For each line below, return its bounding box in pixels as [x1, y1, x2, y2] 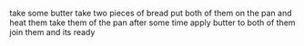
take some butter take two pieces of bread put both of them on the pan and [9, 8, 292, 18]
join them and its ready [9, 27, 96, 37]
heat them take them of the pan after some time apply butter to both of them [9, 17, 296, 28]
